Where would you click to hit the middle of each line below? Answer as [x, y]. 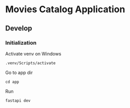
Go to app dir [19, 72]
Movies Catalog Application [65, 9]
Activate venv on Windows [33, 53]
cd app [12, 82]
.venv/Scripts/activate [31, 63]
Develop [19, 28]
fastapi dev [18, 100]
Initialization [21, 43]
